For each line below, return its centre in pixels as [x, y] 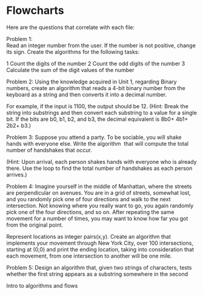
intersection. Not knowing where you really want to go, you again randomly [100, 206]
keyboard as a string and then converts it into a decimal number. [87, 94]
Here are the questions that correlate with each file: [71, 27]
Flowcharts [35, 11]
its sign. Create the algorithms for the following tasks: [73, 51]
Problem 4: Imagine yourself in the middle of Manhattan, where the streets [99, 186]
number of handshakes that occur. [49, 150]
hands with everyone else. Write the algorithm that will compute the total [98, 143]
